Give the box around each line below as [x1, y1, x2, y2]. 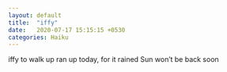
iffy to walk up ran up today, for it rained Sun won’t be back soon [8, 55, 219, 64]
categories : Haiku [8, 33, 69, 41]
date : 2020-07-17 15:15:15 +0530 [8, 26, 126, 34]
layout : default [8, 11, 62, 20]
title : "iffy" [8, 19, 59, 27]
